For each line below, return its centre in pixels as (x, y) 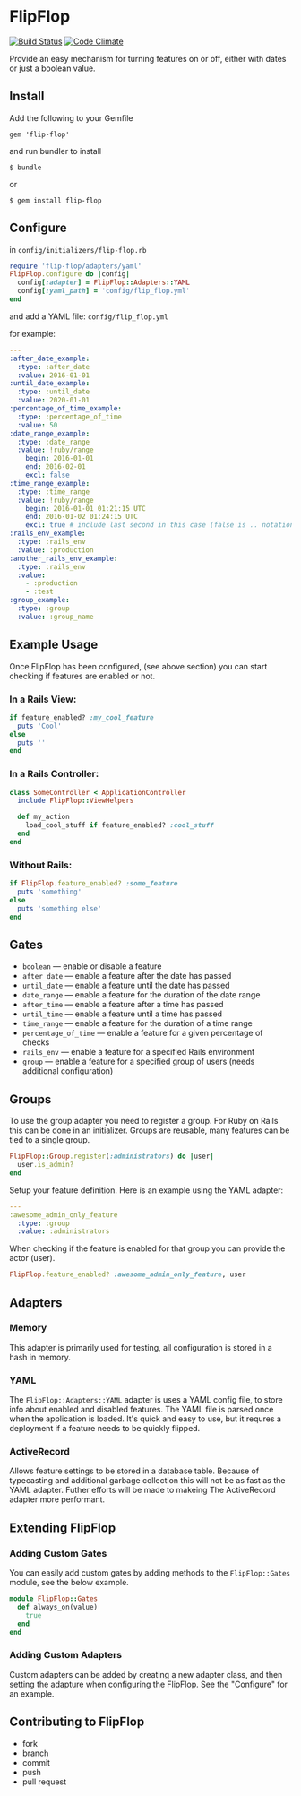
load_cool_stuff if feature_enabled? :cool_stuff (120, 825)
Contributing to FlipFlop (77, 1722)
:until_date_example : (50, 384)
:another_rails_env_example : (64, 558)
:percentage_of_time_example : (66, 409)
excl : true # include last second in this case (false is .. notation (160, 525)
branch (35, 1753)
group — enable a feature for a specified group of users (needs (138, 1062)
